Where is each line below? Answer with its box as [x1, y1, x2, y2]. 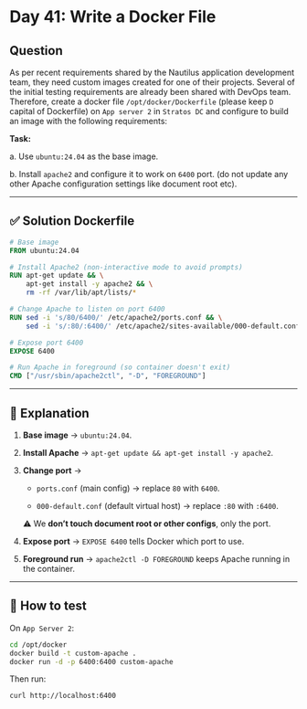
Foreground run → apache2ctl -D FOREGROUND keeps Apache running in [22, 554, 291, 564]
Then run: [9, 673, 47, 684]
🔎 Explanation [9, 405, 90, 421]
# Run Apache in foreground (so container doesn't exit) [9, 363, 231, 372]
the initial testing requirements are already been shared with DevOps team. [9, 87, 291, 97]
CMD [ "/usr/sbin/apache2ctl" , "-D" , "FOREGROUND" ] [9, 372, 206, 381]
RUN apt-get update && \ [9, 271, 104, 280]
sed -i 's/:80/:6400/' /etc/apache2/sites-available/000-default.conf [26, 322, 301, 331]
